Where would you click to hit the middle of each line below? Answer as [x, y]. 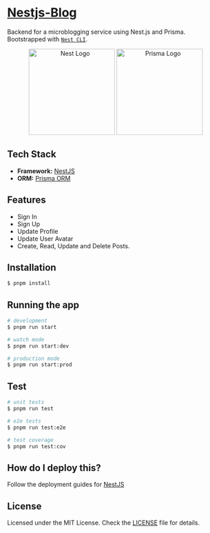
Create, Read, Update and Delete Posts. [73, 245]
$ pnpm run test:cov [37, 446]
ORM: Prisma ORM [44, 178]
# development [28, 321]
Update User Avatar [45, 239]
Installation [32, 267]
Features [27, 200]
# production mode [33, 359]
